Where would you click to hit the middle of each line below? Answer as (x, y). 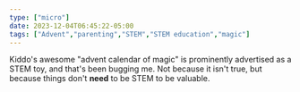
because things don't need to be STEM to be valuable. (110, 79)
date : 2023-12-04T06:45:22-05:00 (72, 26)
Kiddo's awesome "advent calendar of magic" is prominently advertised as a (150, 60)
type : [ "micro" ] (39, 17)
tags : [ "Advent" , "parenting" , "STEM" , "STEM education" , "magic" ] (130, 34)
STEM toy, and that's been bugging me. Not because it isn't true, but (136, 69)
